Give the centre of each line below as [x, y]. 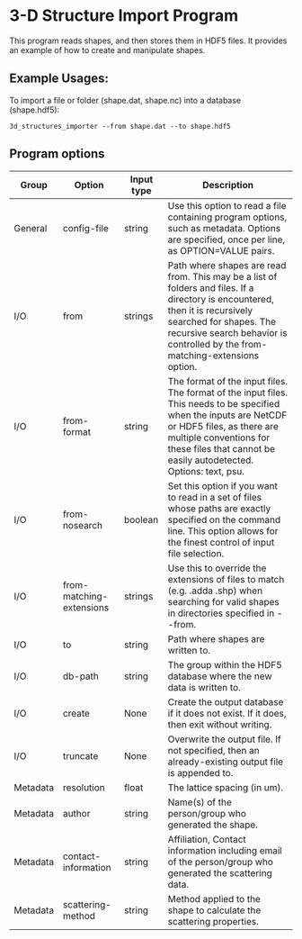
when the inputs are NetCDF [227, 415]
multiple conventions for [219, 438]
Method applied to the [214, 898]
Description [228, 185]
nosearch [83, 525]
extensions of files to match [226, 579]
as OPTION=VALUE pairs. [221, 250]
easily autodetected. [211, 460]
